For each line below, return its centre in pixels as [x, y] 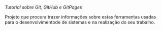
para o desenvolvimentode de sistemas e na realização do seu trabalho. [80, 22]
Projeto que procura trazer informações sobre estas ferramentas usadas [80, 17]
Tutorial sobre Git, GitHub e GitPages [43, 7]
